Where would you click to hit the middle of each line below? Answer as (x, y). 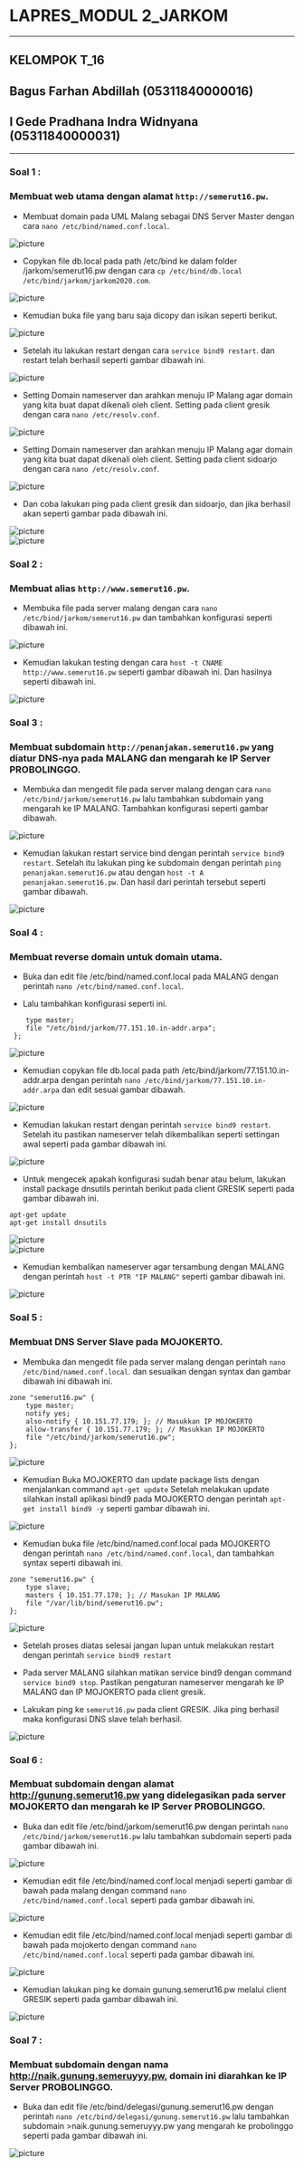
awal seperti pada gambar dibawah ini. (95, 1144)
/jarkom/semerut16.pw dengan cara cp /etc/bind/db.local (132, 270)
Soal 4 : (26, 933)
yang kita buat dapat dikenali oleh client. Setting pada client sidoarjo (150, 459)
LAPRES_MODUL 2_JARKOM (119, 16)
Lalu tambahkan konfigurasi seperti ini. (95, 1004)
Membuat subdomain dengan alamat (92, 1784)
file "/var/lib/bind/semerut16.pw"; (95, 1603)
